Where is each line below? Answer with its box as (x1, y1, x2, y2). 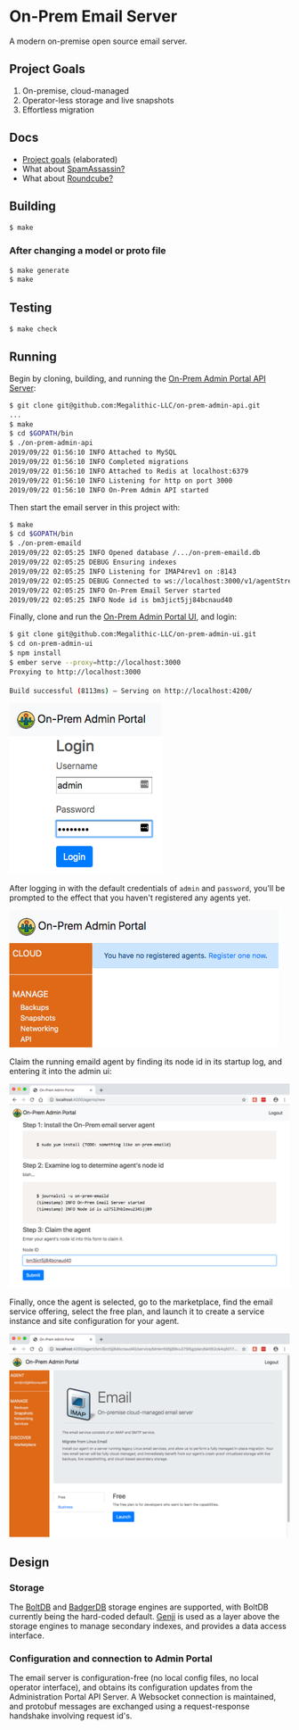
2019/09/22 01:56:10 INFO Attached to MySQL (9, 448, 177, 457)
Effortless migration (21, 104, 95, 115)
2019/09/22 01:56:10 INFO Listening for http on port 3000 (9, 476, 233, 485)
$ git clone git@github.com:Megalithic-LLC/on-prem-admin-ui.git (9, 630, 256, 639)
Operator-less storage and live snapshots (21, 95, 174, 105)
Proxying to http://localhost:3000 (9, 667, 141, 676)
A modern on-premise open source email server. (9, 36, 188, 46)
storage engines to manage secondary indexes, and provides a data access (9, 1621, 287, 1632)
